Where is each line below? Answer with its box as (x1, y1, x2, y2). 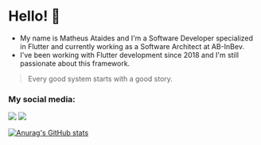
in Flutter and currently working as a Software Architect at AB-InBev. (19, 41, 245, 51)
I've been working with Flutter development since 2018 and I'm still (19, 50, 240, 59)
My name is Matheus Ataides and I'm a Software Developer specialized (19, 33, 253, 43)
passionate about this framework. (19, 59, 130, 68)
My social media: (8, 93, 76, 105)
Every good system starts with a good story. (27, 74, 173, 83)
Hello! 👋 (8, 7, 61, 25)
